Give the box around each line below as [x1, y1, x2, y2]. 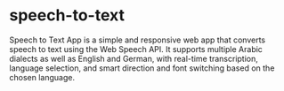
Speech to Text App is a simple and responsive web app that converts [9, 34, 265, 45]
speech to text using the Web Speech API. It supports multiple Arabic [9, 43, 263, 54]
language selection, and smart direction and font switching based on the [9, 63, 275, 73]
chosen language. [9, 72, 76, 82]
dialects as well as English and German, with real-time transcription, [9, 53, 258, 64]
